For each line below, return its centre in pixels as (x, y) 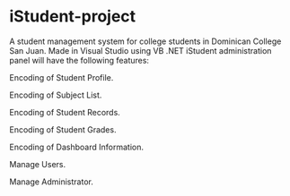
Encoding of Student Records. (65, 112)
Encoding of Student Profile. (62, 77)
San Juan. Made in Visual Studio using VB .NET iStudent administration (141, 50)
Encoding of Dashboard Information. (76, 147)
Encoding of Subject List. (56, 95)
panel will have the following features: (79, 60)
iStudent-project (73, 17)
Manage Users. (37, 164)
